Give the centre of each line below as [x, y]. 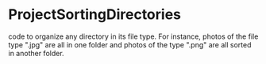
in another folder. [37, 53]
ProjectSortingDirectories [94, 15]
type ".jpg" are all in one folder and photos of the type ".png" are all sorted [130, 44]
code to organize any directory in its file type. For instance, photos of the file [133, 36]
